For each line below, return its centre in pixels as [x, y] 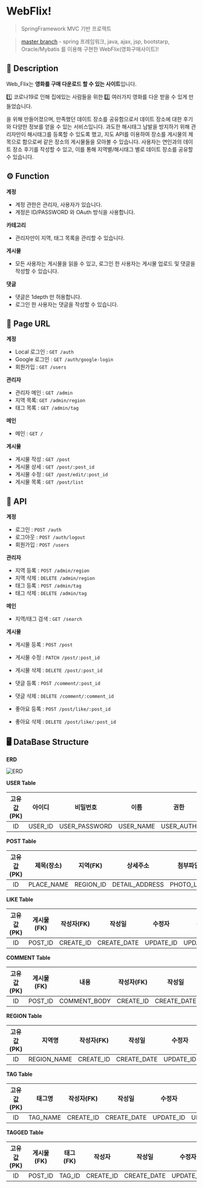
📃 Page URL [28, 323]
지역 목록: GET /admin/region [50, 400]
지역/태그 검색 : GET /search [49, 619]
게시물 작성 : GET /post [43, 459]
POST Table [21, 841]
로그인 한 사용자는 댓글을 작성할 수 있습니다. [67, 304]
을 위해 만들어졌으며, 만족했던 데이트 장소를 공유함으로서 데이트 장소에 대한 [94, 119]
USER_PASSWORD [86, 826]
